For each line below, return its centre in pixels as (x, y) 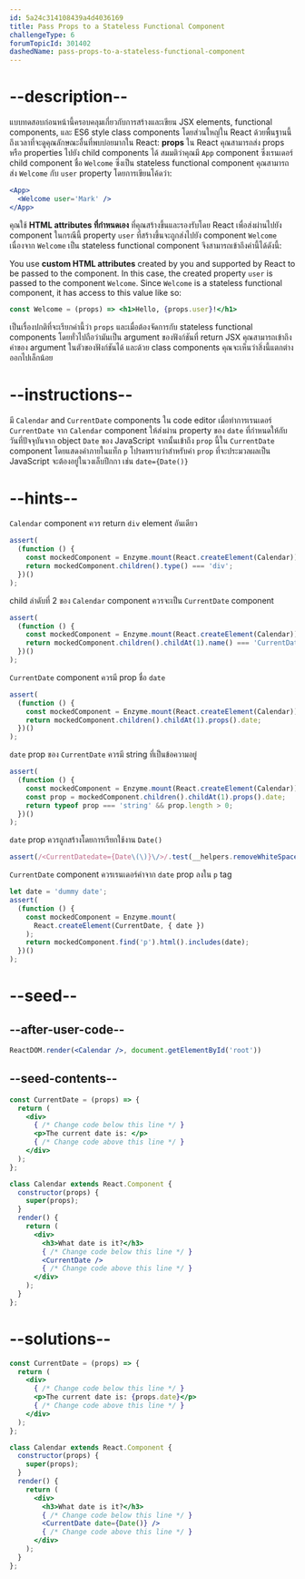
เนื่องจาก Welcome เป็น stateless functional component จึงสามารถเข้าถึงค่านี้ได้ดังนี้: (146, 245)
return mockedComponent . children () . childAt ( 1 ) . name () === (138, 643)
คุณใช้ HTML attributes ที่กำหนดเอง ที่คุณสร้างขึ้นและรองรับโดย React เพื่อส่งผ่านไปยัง (146, 225)
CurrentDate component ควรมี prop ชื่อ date (88, 677)
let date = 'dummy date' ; (58, 892)
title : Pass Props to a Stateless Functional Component (117, 26)
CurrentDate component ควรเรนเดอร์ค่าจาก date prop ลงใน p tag (121, 874)
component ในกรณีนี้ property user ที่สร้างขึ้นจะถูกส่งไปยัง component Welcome (143, 235)
